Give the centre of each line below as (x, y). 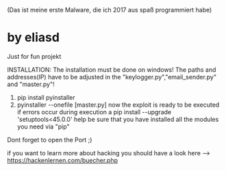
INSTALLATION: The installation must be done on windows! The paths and (112, 69)
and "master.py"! (31, 84)
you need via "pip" (43, 127)
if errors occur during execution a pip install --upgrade (94, 111)
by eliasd (34, 38)
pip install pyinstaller (46, 97)
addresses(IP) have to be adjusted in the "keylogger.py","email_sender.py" (112, 77)
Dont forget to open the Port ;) (50, 140)
